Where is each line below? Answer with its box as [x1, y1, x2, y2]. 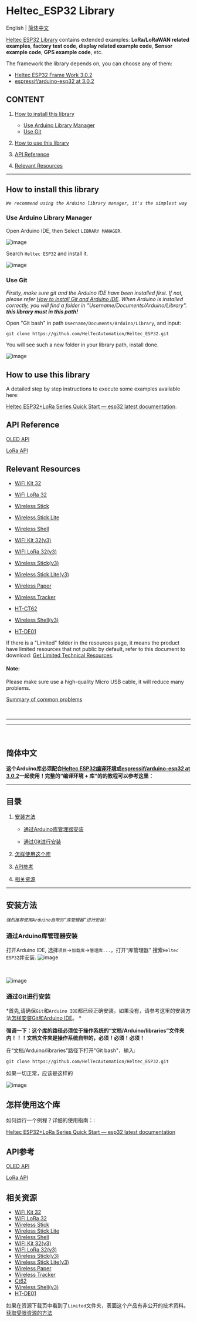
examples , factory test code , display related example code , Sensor [6, 42, 173, 49]
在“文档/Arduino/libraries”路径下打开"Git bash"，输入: [6, 1047, 136, 1054]
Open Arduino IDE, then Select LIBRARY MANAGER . [6, 227, 122, 234]
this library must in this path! [6, 308, 78, 315]
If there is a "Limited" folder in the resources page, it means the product [6, 639, 180, 646]
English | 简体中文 [6, 24, 49, 31]
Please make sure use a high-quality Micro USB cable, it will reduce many [6, 678, 184, 685]
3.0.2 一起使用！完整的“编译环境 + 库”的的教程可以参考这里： [6, 772, 154, 779]
